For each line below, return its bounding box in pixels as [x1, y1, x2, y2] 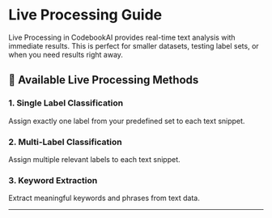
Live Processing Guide [8, 6, 163, 24]
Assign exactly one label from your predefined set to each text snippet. [8, 116, 245, 126]
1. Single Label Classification [8, 97, 124, 109]
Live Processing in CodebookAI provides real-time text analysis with [8, 32, 236, 42]
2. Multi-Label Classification [8, 136, 123, 147]
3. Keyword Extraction [8, 174, 98, 186]
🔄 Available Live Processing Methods [8, 73, 199, 87]
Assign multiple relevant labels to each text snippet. [8, 154, 181, 164]
